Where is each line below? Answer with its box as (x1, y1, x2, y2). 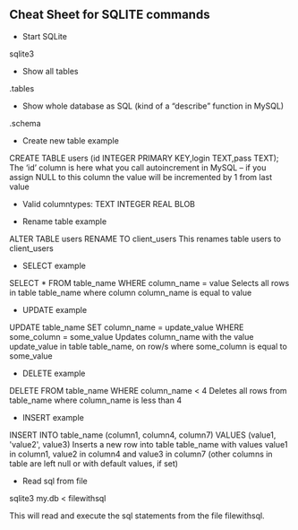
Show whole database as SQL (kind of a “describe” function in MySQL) (21, 100, 285, 111)
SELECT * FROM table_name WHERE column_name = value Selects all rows (9, 277, 290, 288)
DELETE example (21, 368, 86, 378)
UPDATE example (21, 304, 88, 315)
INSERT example (21, 412, 85, 422)
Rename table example (21, 215, 107, 227)
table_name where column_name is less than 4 (9, 395, 182, 405)
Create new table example (21, 135, 119, 146)
